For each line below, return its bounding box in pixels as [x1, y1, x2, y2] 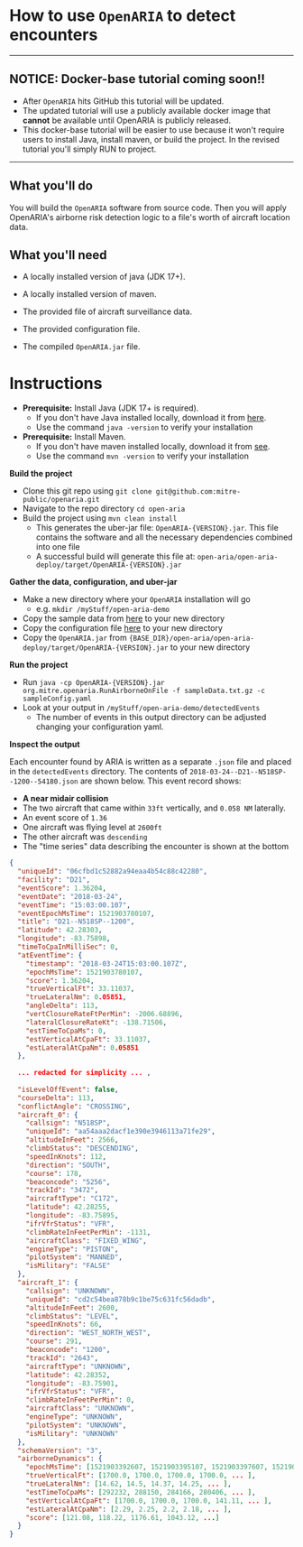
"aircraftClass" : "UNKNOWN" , [25, 1404, 135, 1413]
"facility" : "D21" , [17, 875, 91, 885]
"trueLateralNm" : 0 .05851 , [25, 993, 127, 1002]
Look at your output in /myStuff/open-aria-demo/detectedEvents [22, 702, 261, 713]
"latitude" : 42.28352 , [25, 1370, 111, 1379]
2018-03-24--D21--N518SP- [188, 768, 287, 777]
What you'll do [9, 178, 93, 194]
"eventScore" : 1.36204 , [17, 884, 106, 893]
